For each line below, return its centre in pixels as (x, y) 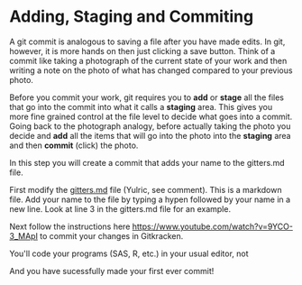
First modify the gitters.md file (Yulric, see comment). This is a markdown (146, 189)
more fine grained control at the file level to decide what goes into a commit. (151, 116)
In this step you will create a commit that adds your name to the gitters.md (147, 162)
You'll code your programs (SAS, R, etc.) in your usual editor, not (129, 253)
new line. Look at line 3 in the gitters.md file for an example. (120, 208)
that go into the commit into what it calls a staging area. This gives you (141, 106)
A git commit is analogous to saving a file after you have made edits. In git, (147, 41)
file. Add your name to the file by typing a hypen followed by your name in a (150, 199)
